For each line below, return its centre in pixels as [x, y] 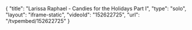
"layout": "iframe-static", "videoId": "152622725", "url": [73, 15]
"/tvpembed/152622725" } [38, 21]
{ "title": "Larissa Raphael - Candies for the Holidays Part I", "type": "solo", [96, 9]
